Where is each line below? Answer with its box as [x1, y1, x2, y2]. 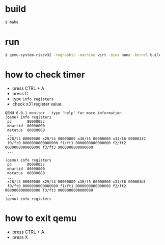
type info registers [12, 96, 54, 102]
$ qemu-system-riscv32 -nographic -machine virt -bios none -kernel [5, 53, 148, 57]
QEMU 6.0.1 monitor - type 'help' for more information [5, 110, 122, 115]
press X [12, 234, 28, 240]
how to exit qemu [5, 213, 77, 224]
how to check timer [5, 69, 85, 80]
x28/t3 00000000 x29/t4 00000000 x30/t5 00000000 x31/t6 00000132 [7, 136, 146, 141]
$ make [5, 20, 19, 25]
